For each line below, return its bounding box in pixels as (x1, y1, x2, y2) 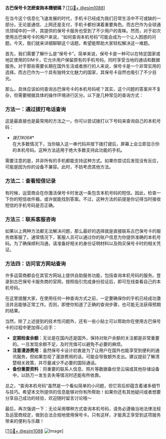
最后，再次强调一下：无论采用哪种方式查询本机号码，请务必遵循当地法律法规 (5, 406, 161, 412)
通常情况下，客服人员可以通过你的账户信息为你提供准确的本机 (31, 234, 157, 240)
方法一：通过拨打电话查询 (5, 106, 66, 113)
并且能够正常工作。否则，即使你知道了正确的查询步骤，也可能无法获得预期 (9, 302, 161, 308)
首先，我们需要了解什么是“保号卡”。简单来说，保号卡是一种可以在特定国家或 (5, 51, 161, 57)
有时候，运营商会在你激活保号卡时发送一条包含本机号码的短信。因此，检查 (5, 189, 157, 195)
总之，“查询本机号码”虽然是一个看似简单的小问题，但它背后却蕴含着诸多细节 (5, 383, 161, 389)
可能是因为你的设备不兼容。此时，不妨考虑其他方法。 (5, 164, 114, 170)
